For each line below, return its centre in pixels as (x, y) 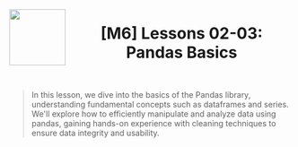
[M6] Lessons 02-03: (181, 34)
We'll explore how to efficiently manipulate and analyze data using (153, 114)
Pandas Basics (182, 52)
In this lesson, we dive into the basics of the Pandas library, (141, 94)
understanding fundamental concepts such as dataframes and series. (160, 104)
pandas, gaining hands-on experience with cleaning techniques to (153, 123)
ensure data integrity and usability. (95, 133)
